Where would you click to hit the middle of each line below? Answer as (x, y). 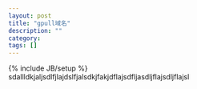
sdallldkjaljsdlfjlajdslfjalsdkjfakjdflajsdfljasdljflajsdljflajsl (99, 77)
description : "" (35, 30)
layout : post (30, 16)
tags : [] (23, 46)
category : (25, 38)
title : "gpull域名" (40, 23)
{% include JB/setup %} (48, 68)
